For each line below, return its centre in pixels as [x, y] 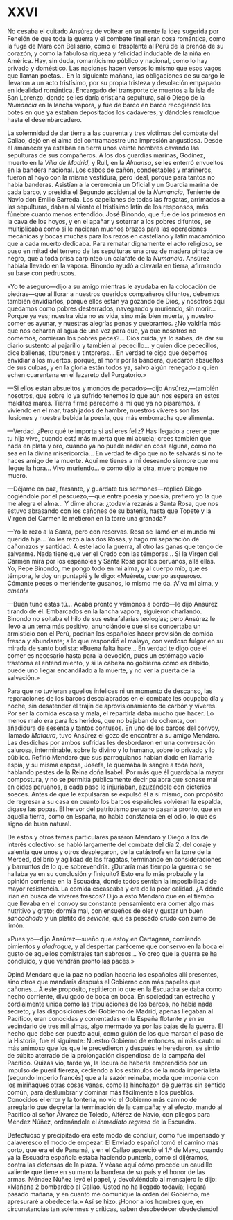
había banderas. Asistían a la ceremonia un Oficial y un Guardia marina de [113, 184]
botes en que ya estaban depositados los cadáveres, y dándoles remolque [114, 112]
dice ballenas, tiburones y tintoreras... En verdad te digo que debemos [107, 352]
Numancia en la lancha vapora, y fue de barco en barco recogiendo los [109, 105]
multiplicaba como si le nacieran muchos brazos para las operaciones [107, 229]
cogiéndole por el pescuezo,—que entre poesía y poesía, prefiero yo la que [115, 496]
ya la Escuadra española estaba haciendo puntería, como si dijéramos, [108, 1157]
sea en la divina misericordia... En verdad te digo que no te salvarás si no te [115, 453]
